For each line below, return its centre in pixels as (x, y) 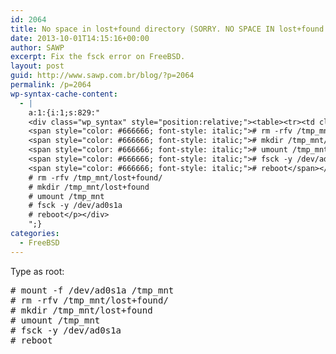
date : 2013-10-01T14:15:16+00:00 (80, 38)
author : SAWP (37, 47)
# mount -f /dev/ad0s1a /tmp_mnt (92, 290)
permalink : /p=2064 (51, 85)
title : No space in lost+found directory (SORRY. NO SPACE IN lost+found (167, 29)
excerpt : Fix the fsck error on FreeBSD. (98, 57)
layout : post (37, 66)
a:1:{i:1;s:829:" (64, 112)
